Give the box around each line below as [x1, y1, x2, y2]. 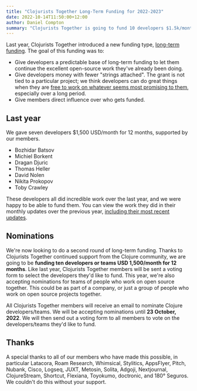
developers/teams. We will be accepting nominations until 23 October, [6, 308, 176, 315]
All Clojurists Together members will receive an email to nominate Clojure [6, 302, 183, 309]
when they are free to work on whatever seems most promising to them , [14, 83, 189, 91]
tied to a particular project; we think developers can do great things [14, 78, 178, 85]
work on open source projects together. [6, 290, 102, 298]
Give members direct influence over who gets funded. [14, 96, 145, 103]
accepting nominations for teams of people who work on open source [6, 278, 175, 285]
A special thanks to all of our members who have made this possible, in [6, 353, 178, 360]
